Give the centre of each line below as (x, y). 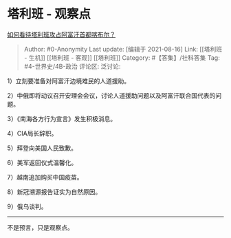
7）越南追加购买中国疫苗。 (45, 177)
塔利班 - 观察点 (49, 14)
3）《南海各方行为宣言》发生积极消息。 (62, 118)
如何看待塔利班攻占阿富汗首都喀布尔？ (61, 34)
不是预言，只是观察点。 (40, 227)
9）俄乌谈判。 (27, 206)
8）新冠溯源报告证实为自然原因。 (54, 192)
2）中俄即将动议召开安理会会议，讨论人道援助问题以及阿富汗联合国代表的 (111, 95)
